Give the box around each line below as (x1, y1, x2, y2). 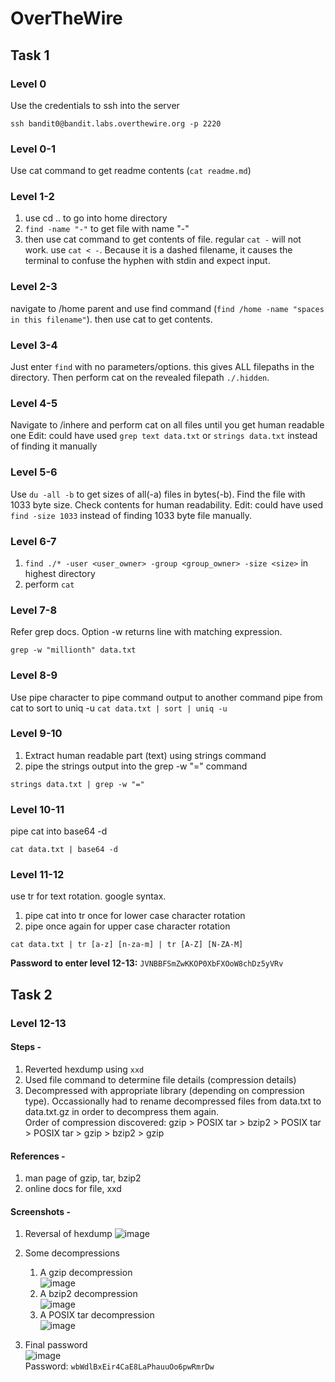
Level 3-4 (10, 338, 58, 352)
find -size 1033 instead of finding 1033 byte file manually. (10, 509, 253, 521)
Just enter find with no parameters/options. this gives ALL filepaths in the (10, 361, 315, 373)
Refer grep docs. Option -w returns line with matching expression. (10, 626, 283, 638)
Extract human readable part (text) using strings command (24, 749, 267, 761)
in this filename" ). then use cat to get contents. (10, 313, 213, 325)
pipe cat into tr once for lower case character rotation (24, 910, 246, 922)
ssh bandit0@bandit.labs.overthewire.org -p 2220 (10, 118, 222, 129)
